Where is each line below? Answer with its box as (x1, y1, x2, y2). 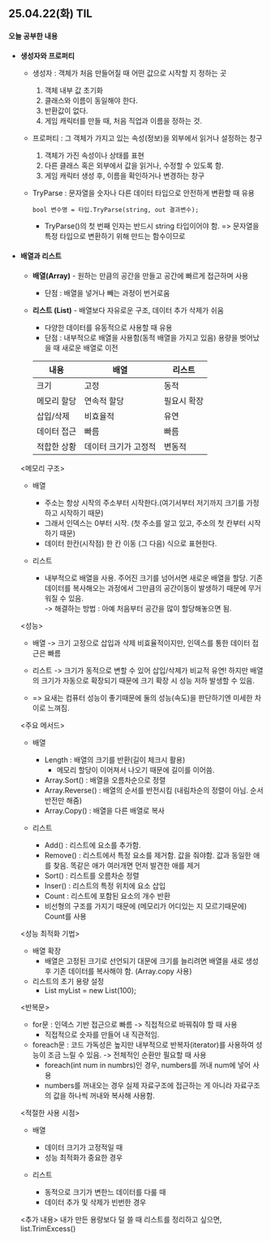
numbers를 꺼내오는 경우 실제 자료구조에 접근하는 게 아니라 (44, 1080, 233, 1090)
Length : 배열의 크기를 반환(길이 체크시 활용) (44, 754, 186, 765)
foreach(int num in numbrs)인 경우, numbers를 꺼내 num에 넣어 (44, 1060, 252, 1070)
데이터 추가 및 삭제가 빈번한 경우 (44, 1197, 147, 1207)
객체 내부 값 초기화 (44, 85, 104, 95)
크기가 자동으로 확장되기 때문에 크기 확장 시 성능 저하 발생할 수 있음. (41, 675, 256, 685)
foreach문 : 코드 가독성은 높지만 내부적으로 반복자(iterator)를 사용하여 (32, 1039, 254, 1049)
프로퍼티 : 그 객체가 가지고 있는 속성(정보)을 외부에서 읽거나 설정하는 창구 (32, 132, 263, 143)
